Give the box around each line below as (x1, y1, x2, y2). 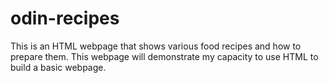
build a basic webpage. (10, 61, 107, 73)
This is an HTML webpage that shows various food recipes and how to (10, 40, 302, 52)
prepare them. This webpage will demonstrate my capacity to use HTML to (10, 50, 319, 62)
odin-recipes (10, 7, 120, 30)
